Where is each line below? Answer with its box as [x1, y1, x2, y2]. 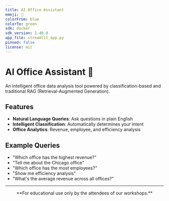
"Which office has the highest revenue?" [12, 154, 97, 160]
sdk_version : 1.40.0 [5, 31, 49, 36]
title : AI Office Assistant [5, 7, 64, 13]
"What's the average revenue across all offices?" [12, 176, 114, 182]
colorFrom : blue [5, 17, 39, 22]
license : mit [5, 45, 33, 50]
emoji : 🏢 [5, 12, 24, 17]
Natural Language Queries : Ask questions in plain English [12, 116, 133, 122]
